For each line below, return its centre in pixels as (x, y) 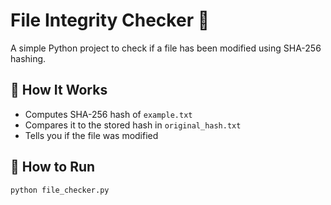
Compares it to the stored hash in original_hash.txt (133, 125)
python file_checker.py (60, 190)
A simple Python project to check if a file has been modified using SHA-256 (166, 48)
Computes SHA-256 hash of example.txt (108, 114)
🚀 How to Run (53, 167)
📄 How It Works (59, 90)
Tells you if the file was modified (91, 135)
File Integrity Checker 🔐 (110, 20)
